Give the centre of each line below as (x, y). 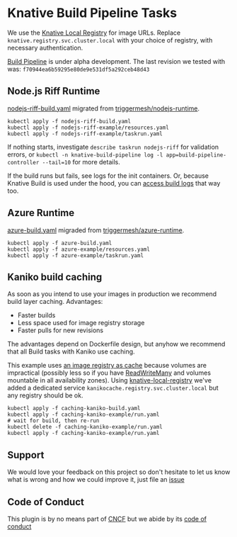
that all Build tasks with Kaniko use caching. (71, 351)
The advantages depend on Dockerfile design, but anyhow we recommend (116, 344)
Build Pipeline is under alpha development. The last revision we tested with (116, 61)
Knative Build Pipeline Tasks (92, 13)
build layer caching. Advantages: (55, 302)
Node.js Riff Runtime (54, 91)
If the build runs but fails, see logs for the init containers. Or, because (108, 176)
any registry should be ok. (45, 395)
